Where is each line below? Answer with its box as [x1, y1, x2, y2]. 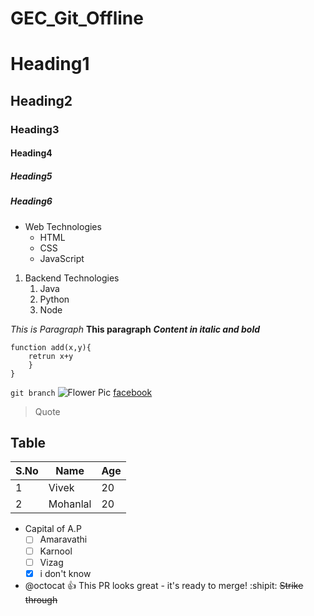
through [24, 593, 58, 606]
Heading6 [10, 195, 53, 207]
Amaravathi [39, 533, 88, 546]
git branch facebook [10, 386, 153, 398]
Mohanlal [48, 497, 92, 511]
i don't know [39, 567, 92, 579]
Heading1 [10, 53, 90, 76]
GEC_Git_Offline [10, 7, 144, 30]
